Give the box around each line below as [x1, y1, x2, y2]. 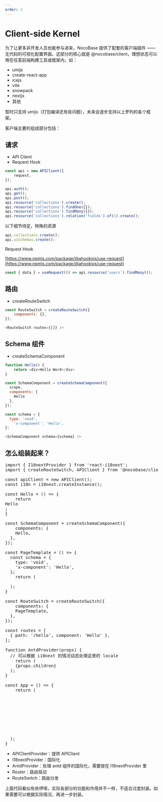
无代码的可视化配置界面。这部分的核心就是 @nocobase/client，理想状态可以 [5, 51, 158, 56]
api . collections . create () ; [5, 233, 60, 238]
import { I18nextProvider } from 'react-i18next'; [5, 462, 128, 467]
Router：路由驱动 [12, 769, 47, 775]
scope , [9, 385, 23, 390]
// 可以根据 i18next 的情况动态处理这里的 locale [10, 653, 119, 658]
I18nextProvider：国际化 [12, 757, 61, 763]
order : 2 [5, 7, 23, 12]
